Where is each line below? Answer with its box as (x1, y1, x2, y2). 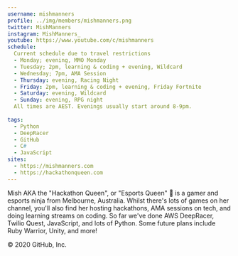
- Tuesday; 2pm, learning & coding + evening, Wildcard (13, 63, 183, 70)
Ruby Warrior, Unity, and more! (7, 226, 98, 235)
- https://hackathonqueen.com (13, 169, 103, 176)
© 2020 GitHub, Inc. (7, 240, 67, 249)
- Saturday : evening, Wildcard (13, 90, 107, 97)
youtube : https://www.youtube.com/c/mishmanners (7, 37, 154, 44)
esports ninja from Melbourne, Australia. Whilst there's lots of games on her (7, 196, 229, 205)
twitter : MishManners (7, 23, 72, 31)
